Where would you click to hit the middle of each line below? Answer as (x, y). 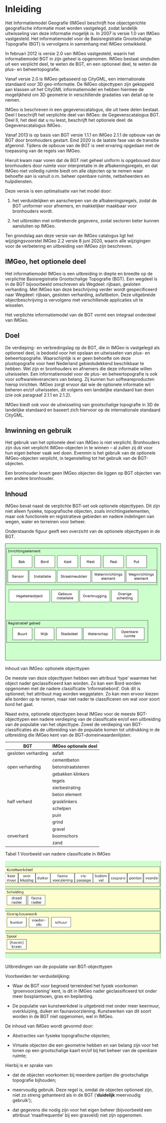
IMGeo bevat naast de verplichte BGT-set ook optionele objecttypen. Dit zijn (83, 506)
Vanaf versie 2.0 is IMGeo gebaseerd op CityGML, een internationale (75, 79)
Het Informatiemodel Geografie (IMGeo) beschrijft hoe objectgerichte (76, 23)
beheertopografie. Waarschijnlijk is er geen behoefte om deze (68, 358)
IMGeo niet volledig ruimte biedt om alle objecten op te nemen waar (74, 171)
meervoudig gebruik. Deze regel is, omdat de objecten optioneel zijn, (83, 1090)
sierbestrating (66, 788)
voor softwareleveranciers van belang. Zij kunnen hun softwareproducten (80, 379)
